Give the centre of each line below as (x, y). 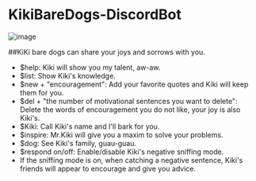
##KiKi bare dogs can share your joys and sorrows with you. (107, 52)
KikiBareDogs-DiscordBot (95, 15)
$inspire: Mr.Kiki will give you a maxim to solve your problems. (121, 135)
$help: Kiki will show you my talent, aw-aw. (90, 67)
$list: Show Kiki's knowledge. (68, 75)
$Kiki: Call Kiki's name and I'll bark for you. (90, 126)
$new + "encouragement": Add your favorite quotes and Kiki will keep (134, 84)
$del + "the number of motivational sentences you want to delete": (128, 101)
